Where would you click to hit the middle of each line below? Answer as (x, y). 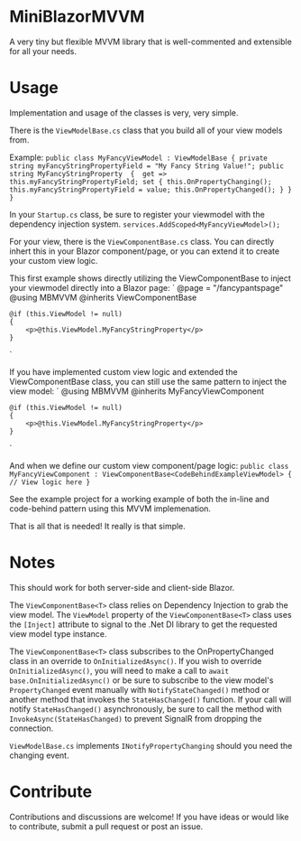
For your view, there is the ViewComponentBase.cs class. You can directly (142, 241)
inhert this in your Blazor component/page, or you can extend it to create (145, 251)
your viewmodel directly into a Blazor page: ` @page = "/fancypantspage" (146, 287)
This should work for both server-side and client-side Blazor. (122, 587)
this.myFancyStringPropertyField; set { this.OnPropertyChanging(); (141, 182)
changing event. (39, 755)
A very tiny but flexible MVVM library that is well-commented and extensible (151, 42)
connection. (32, 728)
